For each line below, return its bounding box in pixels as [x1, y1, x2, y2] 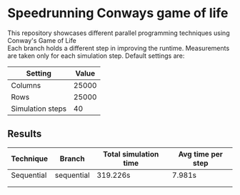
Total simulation [103, 149, 159, 159]
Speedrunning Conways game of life [7, 5, 229, 21]
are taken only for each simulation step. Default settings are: [7, 51, 185, 60]
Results [7, 128, 42, 140]
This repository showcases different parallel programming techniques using [7, 29, 230, 37]
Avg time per [178, 149, 224, 159]
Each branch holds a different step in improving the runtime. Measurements [7, 44, 230, 52]
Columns [11, 80, 41, 90]
